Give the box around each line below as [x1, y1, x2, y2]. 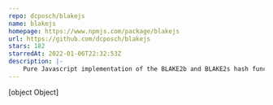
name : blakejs [8, 20, 57, 28]
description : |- [8, 58, 63, 66]
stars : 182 [8, 42, 45, 50]
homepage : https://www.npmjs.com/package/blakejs [8, 27, 180, 35]
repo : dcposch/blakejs [8, 11, 85, 20]
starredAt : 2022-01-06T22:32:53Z [8, 50, 122, 58]
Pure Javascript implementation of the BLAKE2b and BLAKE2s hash [23, 65, 249, 73]
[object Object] [8, 87, 59, 97]
